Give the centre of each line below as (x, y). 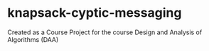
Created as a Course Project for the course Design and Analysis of (105, 32)
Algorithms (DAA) (33, 39)
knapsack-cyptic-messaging (95, 13)
